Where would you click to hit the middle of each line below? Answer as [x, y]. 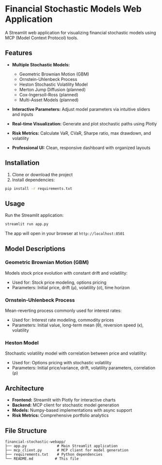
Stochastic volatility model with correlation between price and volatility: [76, 353]
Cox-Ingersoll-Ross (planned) [49, 94]
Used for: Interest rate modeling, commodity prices [63, 320]
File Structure [26, 430]
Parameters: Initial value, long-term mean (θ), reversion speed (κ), [78, 325]
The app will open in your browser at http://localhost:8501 [65, 233]
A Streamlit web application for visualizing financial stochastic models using [81, 32]
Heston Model [22, 343]
